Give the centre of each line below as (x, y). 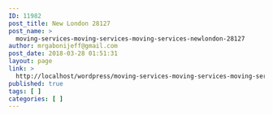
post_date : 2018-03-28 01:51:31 (63, 53)
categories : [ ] (36, 99)
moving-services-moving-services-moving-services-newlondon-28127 (130, 38)
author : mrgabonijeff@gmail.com (63, 46)
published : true (36, 83)
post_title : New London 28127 (60, 23)
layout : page (30, 62)
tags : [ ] (25, 91)
